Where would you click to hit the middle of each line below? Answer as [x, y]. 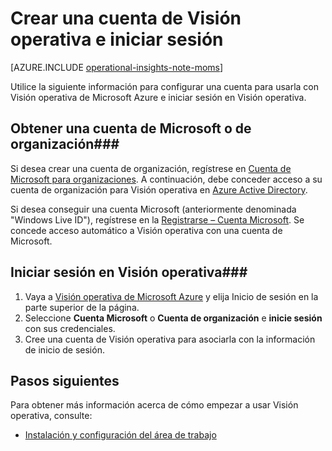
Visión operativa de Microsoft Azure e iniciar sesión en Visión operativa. [158, 97]
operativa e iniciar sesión [117, 39]
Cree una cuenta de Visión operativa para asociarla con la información [170, 339]
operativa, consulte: [51, 416]
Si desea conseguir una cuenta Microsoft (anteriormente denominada [153, 209]
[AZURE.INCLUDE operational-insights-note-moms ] [117, 67]
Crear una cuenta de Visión [126, 18]
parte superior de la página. [82, 307]
